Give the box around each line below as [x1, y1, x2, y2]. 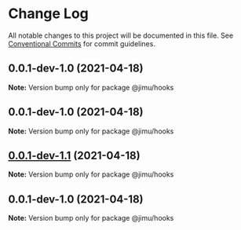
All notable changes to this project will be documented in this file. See [8, 31, 234, 40]
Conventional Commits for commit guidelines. [8, 38, 155, 48]
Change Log [8, 5, 89, 23]
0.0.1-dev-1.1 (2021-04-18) [8, 148, 141, 162]
